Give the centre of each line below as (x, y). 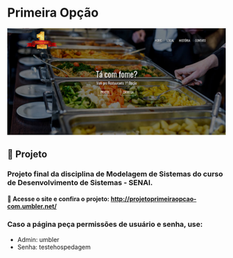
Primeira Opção (53, 13)
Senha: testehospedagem (54, 247)
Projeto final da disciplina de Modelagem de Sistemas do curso (115, 173)
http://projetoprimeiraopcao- (154, 199)
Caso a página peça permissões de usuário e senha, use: (105, 225)
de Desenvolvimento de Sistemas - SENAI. (80, 182)
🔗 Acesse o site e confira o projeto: (58, 199)
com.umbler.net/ (32, 207)
